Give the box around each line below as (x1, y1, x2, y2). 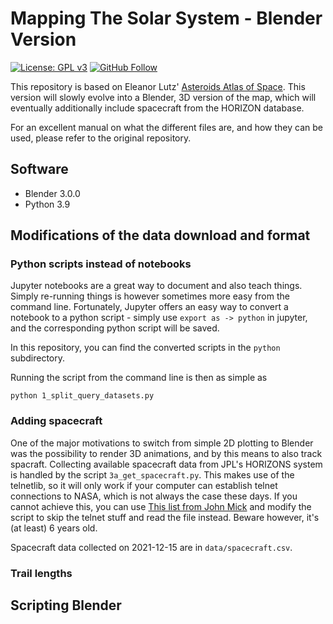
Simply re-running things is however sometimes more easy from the (10, 290, 290, 302)
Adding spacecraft (10, 414, 103, 428)
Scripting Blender (10, 597, 122, 614)
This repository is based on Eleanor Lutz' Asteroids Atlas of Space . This (10, 80, 306, 92)
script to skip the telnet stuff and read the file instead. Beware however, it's (10, 511, 320, 523)
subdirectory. (10, 352, 66, 364)
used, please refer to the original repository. (10, 132, 192, 144)
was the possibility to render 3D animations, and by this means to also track (10, 447, 323, 459)
